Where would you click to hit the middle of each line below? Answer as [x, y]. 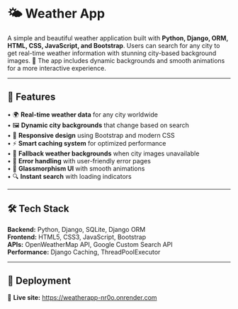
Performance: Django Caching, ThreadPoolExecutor [84, 252]
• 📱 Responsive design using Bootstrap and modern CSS [91, 135]
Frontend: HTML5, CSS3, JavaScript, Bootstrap [77, 237]
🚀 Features [32, 97]
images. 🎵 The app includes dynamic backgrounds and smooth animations [116, 60]
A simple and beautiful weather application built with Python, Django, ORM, [118, 38]
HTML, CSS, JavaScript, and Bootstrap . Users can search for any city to [114, 45]
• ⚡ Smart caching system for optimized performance [87, 143]
